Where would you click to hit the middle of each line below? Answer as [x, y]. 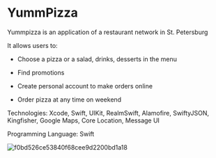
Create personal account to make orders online [85, 86]
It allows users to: [32, 45]
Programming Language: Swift [51, 134]
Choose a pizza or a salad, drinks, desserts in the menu [97, 59]
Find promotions [41, 72]
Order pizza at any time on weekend [69, 100]
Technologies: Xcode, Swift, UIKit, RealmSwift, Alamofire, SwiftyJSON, [108, 113]
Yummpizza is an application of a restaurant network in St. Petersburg [108, 32]
